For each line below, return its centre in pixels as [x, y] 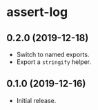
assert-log [37, 12]
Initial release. [36, 100]
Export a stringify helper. [54, 62]
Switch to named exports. [53, 54]
